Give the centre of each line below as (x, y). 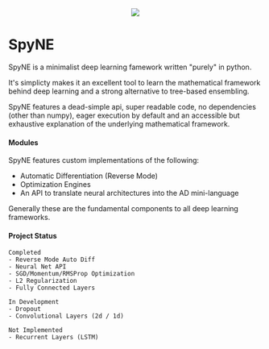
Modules (23, 142)
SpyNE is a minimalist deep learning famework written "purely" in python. (130, 67)
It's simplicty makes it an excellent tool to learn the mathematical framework (134, 82)
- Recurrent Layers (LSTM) (54, 338)
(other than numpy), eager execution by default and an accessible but (124, 115)
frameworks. (29, 218)
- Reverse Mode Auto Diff (52, 260)
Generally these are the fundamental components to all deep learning (124, 209)
